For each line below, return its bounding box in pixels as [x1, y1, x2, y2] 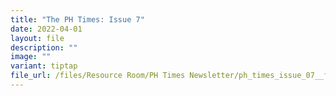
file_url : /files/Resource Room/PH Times [10, 71, 186, 81]
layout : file [10, 33, 65, 43]
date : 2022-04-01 [10, 24, 83, 34]
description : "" [10, 42, 78, 53]
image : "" [10, 52, 52, 62]
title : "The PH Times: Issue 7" [10, 14, 145, 25]
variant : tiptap [10, 61, 78, 71]
